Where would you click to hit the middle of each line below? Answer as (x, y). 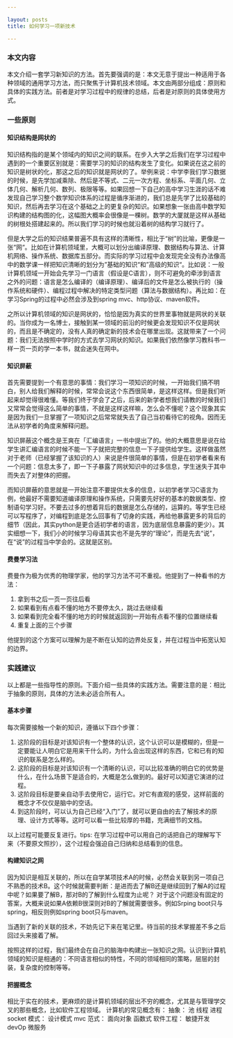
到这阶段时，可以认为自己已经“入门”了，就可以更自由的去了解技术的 (114, 811)
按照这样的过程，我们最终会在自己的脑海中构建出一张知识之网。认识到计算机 (116, 950)
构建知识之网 (25, 860)
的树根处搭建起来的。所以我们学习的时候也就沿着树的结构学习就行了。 (107, 223)
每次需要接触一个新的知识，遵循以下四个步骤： (74, 727)
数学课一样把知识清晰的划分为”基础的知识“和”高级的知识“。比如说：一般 (122, 264)
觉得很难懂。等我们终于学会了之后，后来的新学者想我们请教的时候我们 (126, 400)
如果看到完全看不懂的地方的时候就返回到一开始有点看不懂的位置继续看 (118, 616)
